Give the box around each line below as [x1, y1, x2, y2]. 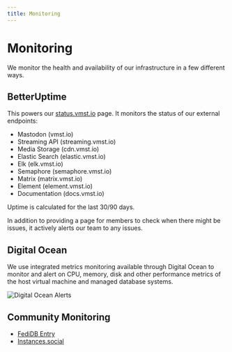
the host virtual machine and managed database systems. [7, 277, 173, 286]
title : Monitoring [7, 10, 61, 17]
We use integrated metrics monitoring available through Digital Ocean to [7, 263, 215, 271]
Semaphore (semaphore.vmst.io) [17, 167, 112, 176]
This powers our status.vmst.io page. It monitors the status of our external [7, 109, 220, 118]
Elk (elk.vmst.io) [17, 160, 64, 168]
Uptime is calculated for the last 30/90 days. [7, 203, 135, 211]
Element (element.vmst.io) [17, 182, 93, 190]
